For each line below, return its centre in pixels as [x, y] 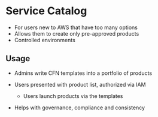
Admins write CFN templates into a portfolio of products [83, 73]
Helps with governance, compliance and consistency [79, 107]
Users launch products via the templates [73, 96]
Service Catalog [46, 11]
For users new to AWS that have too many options [76, 27]
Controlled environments [45, 40]
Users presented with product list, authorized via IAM [80, 84]
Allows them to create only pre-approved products [77, 33]
